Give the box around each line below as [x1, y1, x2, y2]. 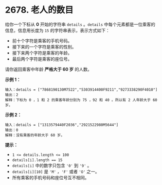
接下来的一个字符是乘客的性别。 [12, 44, 76, 50]
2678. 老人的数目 [5, 4, 74, 16]
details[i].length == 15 [12, 157, 63, 163]
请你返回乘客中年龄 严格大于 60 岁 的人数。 [5, 66, 92, 72]
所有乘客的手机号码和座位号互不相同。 [12, 174, 89, 180]
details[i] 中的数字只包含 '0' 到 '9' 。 [12, 162, 92, 168]
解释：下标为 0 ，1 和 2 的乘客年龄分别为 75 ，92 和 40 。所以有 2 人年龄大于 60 [5, 98, 158, 102]
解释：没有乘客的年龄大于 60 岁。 [5, 133, 65, 137]
